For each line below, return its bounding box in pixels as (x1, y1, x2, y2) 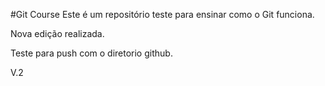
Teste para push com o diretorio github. (10, 47, 173, 59)
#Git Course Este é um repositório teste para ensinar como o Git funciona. (10, 9, 315, 20)
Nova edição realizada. (10, 28, 105, 39)
